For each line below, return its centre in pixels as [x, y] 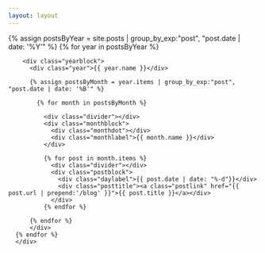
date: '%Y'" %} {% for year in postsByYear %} [84, 46]
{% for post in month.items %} [95, 158]
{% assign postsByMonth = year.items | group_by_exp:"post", [132, 82]
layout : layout [33, 15]
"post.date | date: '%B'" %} [56, 89]
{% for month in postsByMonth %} [92, 103]
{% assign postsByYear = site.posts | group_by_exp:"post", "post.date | [124, 38]
